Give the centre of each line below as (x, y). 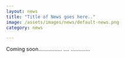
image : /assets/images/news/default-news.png (62, 22)
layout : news (22, 11)
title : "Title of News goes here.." (51, 17)
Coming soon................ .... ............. (48, 49)
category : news (25, 28)
